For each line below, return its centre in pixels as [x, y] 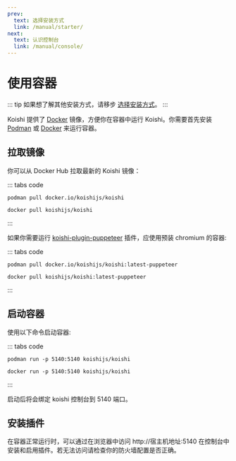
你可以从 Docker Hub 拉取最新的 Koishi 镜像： [74, 170]
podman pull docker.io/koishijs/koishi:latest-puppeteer [93, 265]
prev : [15, 14]
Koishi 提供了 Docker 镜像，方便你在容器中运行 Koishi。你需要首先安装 [110, 119]
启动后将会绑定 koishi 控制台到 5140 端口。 [69, 399]
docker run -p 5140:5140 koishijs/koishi [69, 371]
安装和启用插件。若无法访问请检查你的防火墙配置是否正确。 [94, 450]
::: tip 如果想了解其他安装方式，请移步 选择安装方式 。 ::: [88, 104]
